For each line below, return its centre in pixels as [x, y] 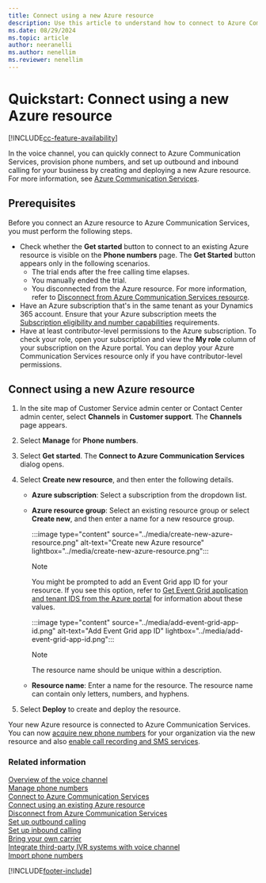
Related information [47, 762]
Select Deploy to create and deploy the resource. [100, 709]
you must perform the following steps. [70, 231]
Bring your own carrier [45, 839]
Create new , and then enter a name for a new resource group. [133, 519]
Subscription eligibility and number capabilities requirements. [120, 322]
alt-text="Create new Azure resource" [142, 543]
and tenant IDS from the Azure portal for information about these [137, 599]
